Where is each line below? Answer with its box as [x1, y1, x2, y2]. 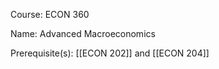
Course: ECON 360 [10, 9, 90, 20]
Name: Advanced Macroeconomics [10, 28, 156, 39]
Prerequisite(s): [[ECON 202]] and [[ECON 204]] [10, 47, 210, 59]
